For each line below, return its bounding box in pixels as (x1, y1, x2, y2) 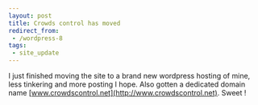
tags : (8, 42, 27, 50)
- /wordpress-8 (11, 34, 63, 42)
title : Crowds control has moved (8, 19, 121, 27)
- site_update (11, 49, 60, 57)
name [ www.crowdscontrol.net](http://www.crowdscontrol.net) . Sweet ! (8, 88, 247, 97)
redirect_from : (8, 26, 60, 34)
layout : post (8, 11, 52, 20)
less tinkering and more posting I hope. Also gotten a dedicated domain (8, 79, 246, 89)
